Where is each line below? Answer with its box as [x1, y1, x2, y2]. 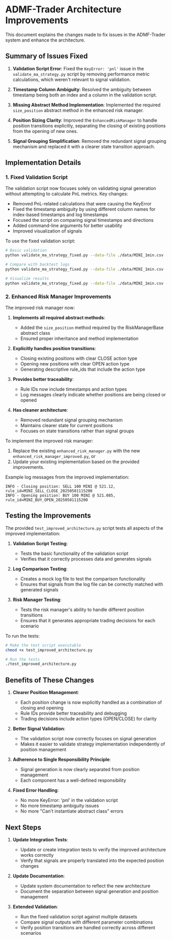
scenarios [20, 930, 41, 936]
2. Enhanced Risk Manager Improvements [5, 293, 112, 300]
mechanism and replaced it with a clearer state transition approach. [12, 143, 155, 149]
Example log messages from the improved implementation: [5, 474, 130, 480]
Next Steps [5, 823, 41, 832]
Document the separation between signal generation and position [20, 888, 159, 894]
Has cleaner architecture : [12, 407, 68, 413]
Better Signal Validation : [12, 725, 66, 732]
